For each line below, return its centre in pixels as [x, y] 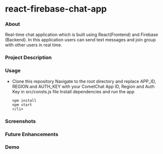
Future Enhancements [32, 134]
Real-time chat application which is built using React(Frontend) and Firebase [81, 34]
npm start [22, 105]
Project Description [28, 58]
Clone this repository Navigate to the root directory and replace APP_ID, [84, 81]
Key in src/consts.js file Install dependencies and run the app [73, 91]
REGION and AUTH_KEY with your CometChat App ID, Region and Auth [83, 86]
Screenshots [20, 121]
